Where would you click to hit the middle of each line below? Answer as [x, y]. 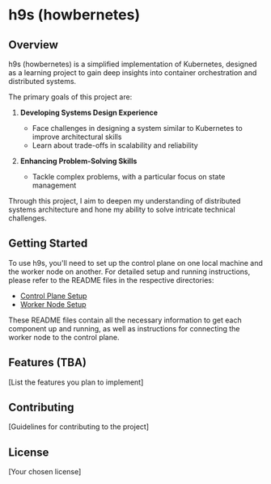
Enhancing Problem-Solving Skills [78, 161]
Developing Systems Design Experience [89, 112]
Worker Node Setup [53, 304]
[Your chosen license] [45, 472]
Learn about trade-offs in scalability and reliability [115, 145]
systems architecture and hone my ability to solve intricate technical [122, 209]
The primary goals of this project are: [70, 97]
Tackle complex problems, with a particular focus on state [129, 177]
